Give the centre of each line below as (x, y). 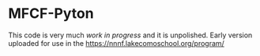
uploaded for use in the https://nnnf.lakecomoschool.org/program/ (117, 43)
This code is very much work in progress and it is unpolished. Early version (130, 35)
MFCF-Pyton (51, 14)
